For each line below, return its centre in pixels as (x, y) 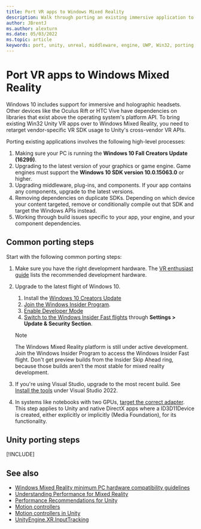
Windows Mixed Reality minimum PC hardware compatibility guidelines (102, 488)
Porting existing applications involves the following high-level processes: (96, 141)
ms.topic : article (29, 40)
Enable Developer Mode (54, 310)
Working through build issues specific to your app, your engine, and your (105, 217)
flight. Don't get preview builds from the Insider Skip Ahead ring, (94, 359)
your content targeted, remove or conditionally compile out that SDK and (104, 204)
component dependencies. (48, 223)
